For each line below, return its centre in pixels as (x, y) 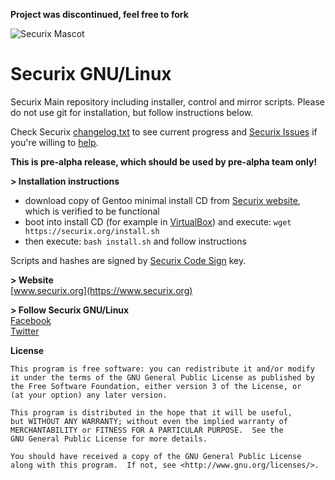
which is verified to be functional (92, 211)
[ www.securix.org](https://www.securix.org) (101, 290)
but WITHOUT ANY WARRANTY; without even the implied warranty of (149, 421)
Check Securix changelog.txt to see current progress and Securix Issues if (164, 131)
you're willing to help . (54, 142)
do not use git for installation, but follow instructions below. (132, 112)
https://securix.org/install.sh (92, 231)
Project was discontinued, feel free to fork (99, 14)
